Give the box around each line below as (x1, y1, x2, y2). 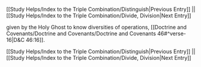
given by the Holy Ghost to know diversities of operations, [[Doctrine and (6, 24, 187, 31)
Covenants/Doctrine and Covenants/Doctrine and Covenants (6, 30, 156, 37)
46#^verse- (157, 30, 187, 37)
